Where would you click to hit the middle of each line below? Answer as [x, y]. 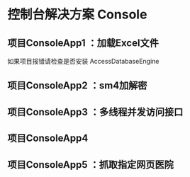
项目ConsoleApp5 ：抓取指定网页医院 [90, 165]
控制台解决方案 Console [77, 15]
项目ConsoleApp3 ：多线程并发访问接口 [95, 112]
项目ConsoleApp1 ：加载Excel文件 [83, 43]
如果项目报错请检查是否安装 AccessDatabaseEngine [83, 61]
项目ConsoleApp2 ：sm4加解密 [77, 86]
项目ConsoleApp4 [48, 138]
